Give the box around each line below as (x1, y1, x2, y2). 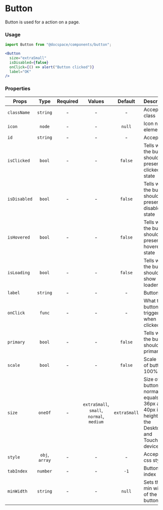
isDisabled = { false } (9, 60, 49, 65)
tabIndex (7, 468, 28, 474)
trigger (143, 309, 159, 316)
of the (143, 491, 157, 497)
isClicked (7, 158, 30, 163)
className (7, 110, 30, 115)
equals (143, 394, 159, 401)
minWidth (7, 488, 28, 494)
